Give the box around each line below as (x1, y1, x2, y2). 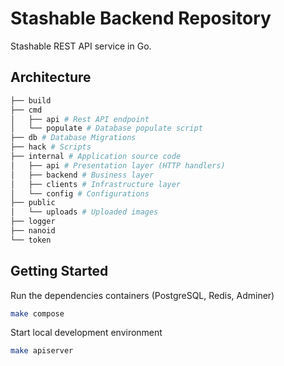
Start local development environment (10, 327, 163, 339)
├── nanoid (10, 226, 56, 236)
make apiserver (10, 346, 74, 356)
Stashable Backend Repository (10, 7, 272, 30)
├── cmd (10, 105, 43, 115)
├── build (10, 95, 52, 106)
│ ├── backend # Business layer (10, 170, 155, 180)
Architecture (10, 69, 92, 86)
